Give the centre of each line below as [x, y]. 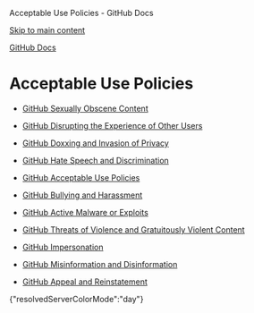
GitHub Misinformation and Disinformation [100, 264]
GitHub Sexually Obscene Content [85, 108]
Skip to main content [47, 30]
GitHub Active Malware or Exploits [85, 212]
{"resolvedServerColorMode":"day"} [76, 299]
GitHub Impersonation [63, 247]
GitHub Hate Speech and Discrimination [96, 160]
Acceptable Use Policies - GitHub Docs [81, 13]
